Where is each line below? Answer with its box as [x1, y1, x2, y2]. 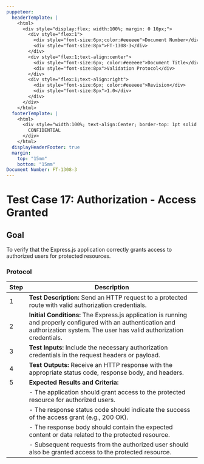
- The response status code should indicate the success [29, 406, 191, 414]
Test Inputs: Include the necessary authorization [29, 343, 168, 352]
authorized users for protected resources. [6, 252, 111, 260]
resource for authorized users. [29, 395, 116, 404]
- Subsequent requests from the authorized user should [29, 440, 189, 449]
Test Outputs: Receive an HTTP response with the [29, 361, 173, 369]
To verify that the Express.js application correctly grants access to [6, 246, 172, 254]
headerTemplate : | [12, 15, 59, 21]
